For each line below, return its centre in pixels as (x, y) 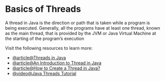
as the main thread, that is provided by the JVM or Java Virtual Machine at (81, 33)
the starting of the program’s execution (45, 39)
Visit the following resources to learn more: (49, 48)
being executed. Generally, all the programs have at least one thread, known (83, 28)
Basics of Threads (43, 9)
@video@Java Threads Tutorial (44, 73)
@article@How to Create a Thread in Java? (56, 68)
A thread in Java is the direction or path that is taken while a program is (78, 23)
